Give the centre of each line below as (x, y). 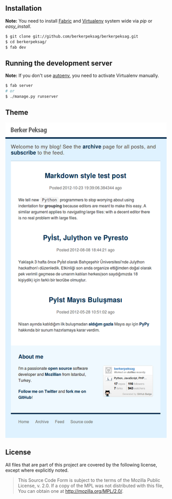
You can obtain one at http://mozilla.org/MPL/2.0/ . (71, 491)
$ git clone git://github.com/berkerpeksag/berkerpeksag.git (72, 36)
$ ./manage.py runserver (32, 97)
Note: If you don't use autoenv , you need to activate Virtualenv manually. (82, 76)
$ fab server (19, 86)
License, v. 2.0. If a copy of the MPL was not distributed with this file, (91, 486)
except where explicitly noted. (37, 470)
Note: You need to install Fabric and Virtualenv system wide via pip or (79, 21)
